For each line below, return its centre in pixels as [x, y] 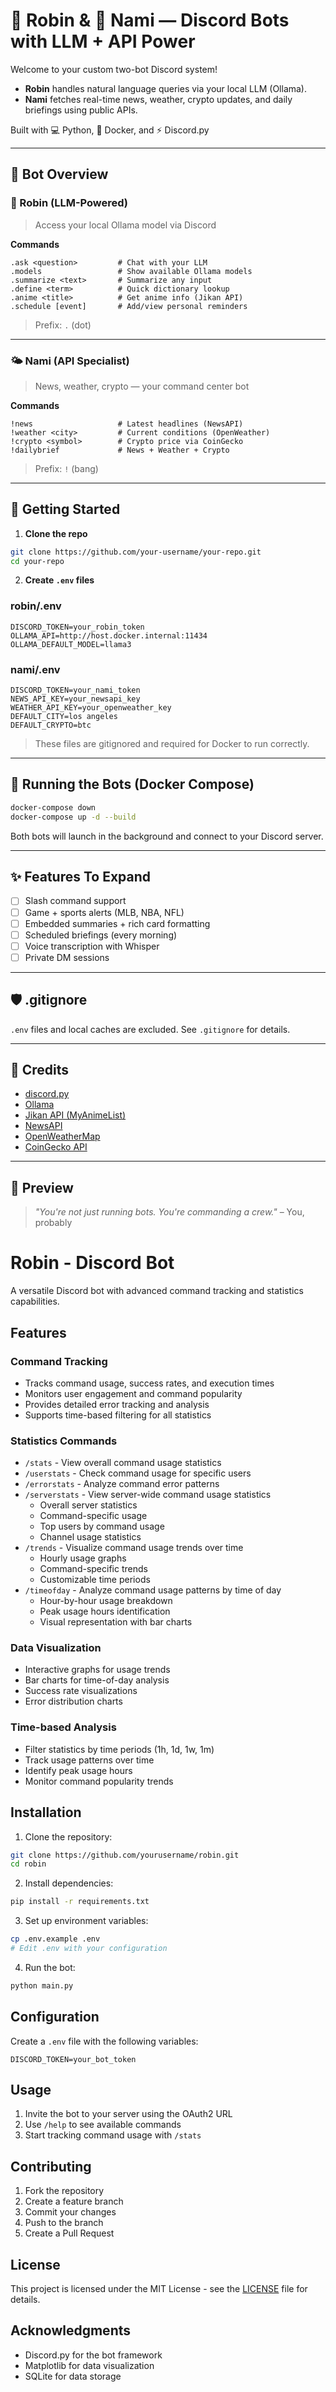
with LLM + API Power [103, 41]
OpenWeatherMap [62, 1136]
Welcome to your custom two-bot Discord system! [114, 69]
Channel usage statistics [90, 1537]
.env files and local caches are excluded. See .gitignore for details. [150, 1029]
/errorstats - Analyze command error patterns [122, 1484]
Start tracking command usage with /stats [113, 2135]
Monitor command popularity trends [99, 1781]
